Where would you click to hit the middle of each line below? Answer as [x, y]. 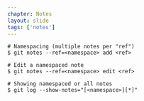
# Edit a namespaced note [45, 65]
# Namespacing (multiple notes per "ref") [71, 47]
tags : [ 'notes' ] [31, 27]
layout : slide [28, 21]
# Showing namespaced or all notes [60, 84]
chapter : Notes [30, 14]
